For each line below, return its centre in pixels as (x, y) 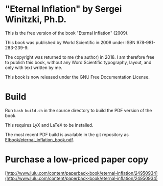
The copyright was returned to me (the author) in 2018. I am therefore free (80, 57)
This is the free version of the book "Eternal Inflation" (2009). (67, 33)
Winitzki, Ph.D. (36, 19)
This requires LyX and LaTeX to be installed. (49, 125)
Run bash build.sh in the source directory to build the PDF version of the (79, 110)
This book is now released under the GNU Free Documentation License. (78, 77)
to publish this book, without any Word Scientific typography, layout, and (78, 62)
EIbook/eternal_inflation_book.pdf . (40, 139)
